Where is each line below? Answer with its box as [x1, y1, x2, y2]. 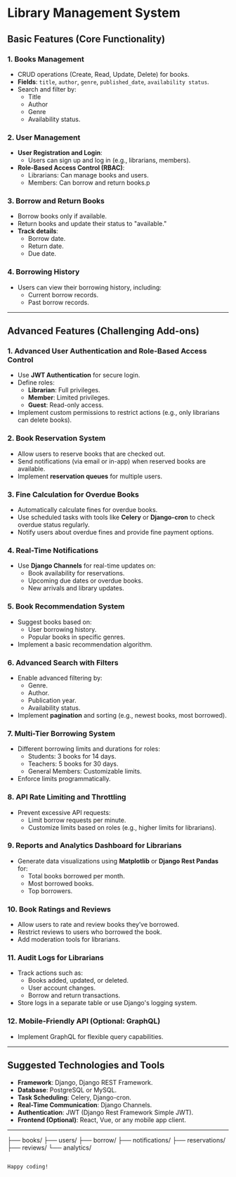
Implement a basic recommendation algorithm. [17, 640, 152, 649]
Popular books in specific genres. [27, 633, 125, 641]
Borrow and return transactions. [27, 991, 121, 999]
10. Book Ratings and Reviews [7, 904, 111, 914]
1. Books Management [7, 54, 84, 64]
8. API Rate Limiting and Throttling [7, 792, 126, 802]
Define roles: [17, 378, 55, 387]
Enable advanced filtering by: [17, 673, 103, 682]
